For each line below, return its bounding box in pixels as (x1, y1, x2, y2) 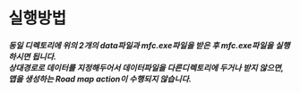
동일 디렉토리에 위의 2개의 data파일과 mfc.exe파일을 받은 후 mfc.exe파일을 (8, 39, 274, 50)
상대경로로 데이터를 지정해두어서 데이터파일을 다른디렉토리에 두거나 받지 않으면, (8, 62, 284, 72)
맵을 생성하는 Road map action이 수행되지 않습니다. (8, 73, 192, 84)
